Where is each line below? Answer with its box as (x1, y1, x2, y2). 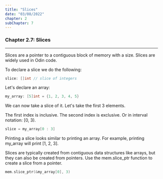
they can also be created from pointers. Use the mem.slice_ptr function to (5, 155, 153, 161)
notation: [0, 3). (5, 117, 36, 123)
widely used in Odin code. (5, 57, 57, 63)
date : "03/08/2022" (5, 12, 45, 16)
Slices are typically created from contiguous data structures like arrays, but (5, 150, 156, 156)
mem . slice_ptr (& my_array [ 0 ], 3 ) (5, 170, 70, 175)
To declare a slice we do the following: (5, 66, 82, 73)
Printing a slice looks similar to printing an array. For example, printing (5, 135, 145, 141)
